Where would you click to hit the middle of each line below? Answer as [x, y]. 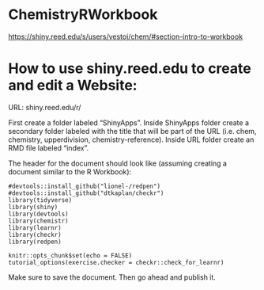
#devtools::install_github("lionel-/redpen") [84, 186]
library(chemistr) [38, 221]
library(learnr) [35, 227]
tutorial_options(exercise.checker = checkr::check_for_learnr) [116, 262]
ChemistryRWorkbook [83, 15]
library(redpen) [35, 242]
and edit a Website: [73, 86]
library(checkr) [35, 235]
